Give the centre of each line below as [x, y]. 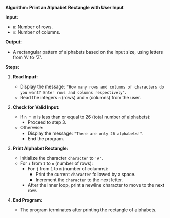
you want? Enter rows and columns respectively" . [73, 92]
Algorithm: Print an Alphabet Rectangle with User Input [64, 7]
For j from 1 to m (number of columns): [68, 169]
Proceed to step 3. [47, 122]
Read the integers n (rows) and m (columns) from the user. [80, 97]
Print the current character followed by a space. [86, 174]
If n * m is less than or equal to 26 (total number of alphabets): [85, 117]
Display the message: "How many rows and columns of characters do [92, 86]
